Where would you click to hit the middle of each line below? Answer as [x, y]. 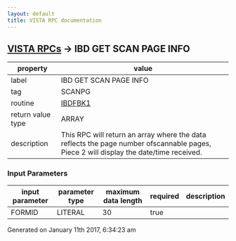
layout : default [31, 14]
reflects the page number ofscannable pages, [136, 143]
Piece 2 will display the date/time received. [131, 152]
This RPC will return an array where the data [133, 135]
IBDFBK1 [76, 103]
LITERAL [71, 212]
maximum [123, 192]
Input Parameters [38, 174]
